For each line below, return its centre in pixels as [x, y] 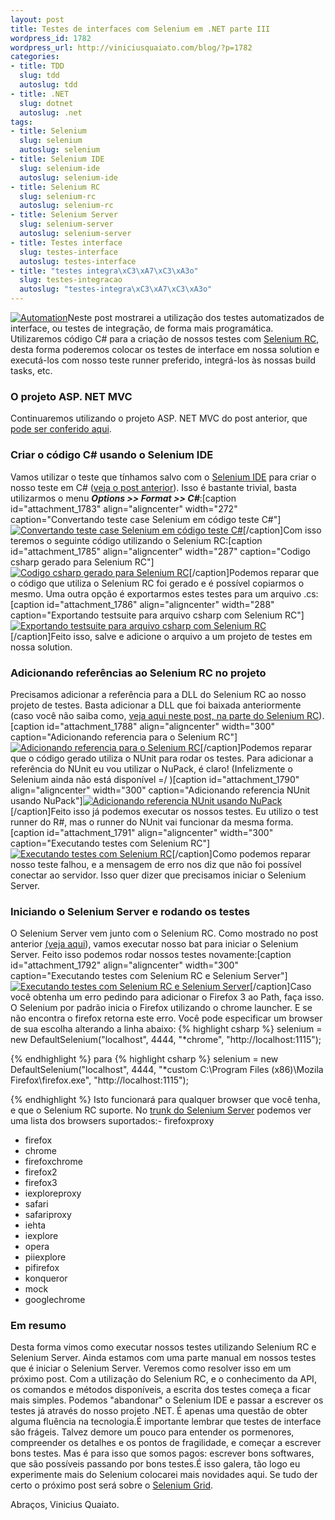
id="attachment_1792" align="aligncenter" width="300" [124, 965]
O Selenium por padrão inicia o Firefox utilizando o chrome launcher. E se [161, 1008]
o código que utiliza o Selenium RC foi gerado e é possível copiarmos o [157, 583]
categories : [35, 57]
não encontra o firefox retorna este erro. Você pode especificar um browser [166, 1018]
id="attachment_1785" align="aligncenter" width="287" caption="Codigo [160, 551]
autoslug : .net [51, 112]
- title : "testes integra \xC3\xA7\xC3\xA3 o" [104, 271]
